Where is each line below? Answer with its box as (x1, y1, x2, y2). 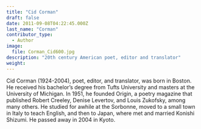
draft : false (6, 15, 40, 21)
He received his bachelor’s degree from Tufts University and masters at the (6, 83, 195, 90)
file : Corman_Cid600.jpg (12, 49, 75, 55)
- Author (12, 37, 34, 43)
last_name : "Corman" (6, 26, 59, 32)
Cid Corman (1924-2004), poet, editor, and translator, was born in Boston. (6, 77, 192, 84)
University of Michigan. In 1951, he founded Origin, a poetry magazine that (6, 90, 192, 97)
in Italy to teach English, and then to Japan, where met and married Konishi (6, 109, 195, 117)
